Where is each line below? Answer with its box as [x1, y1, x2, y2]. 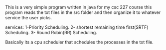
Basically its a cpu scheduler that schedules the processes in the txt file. [5, 39, 154, 45]
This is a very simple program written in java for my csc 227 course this [5, 4, 152, 10]
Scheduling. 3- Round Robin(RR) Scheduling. [5, 30, 97, 35]
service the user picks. [5, 15, 52, 20]
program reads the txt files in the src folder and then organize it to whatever [5, 9, 161, 15]
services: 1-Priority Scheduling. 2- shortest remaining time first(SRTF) [5, 24, 149, 30]
